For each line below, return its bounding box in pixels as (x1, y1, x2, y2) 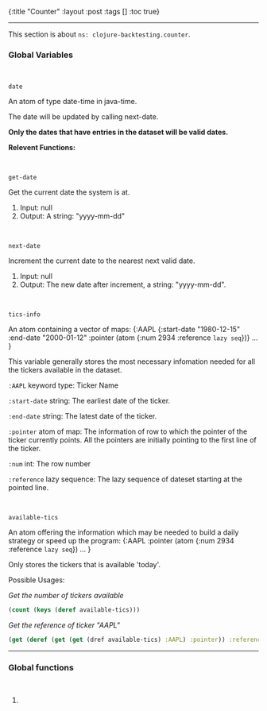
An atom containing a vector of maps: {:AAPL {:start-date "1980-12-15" (8, 325, 241, 334)
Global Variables (8, 49, 74, 60)
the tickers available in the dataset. (8, 365, 122, 375)
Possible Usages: (8, 575, 65, 585)
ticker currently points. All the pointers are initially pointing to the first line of (8, 435, 257, 445)
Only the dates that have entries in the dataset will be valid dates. (8, 127, 229, 137)
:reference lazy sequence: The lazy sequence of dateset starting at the (8, 474, 242, 484)
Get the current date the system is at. (8, 187, 130, 197)
